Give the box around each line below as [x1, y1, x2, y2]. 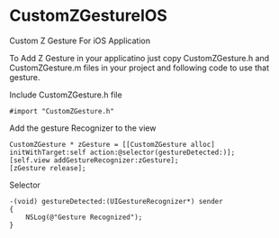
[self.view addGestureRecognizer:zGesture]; [9, 155, 179, 165]
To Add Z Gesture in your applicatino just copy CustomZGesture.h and [9, 52, 270, 63]
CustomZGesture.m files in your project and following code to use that [9, 62, 270, 73]
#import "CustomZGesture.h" [9, 106, 115, 115]
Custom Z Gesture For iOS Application [9, 35, 151, 46]
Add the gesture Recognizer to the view [9, 123, 157, 133]
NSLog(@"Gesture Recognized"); [25, 213, 143, 222]
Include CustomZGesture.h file [9, 89, 123, 100]
